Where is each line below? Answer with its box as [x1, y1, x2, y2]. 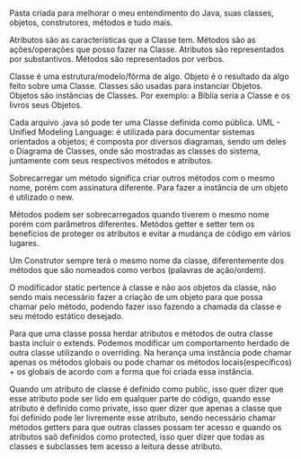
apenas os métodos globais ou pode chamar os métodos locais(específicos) [9, 357, 292, 367]
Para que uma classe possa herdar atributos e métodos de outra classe [9, 328, 274, 339]
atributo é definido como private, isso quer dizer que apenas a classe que [9, 403, 282, 413]
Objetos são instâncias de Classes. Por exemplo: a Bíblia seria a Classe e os [9, 90, 290, 101]
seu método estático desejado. [9, 311, 124, 322]
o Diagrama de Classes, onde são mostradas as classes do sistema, [9, 146, 261, 156]
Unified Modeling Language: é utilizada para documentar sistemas [9, 127, 255, 137]
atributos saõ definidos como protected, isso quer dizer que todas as [9, 431, 265, 442]
